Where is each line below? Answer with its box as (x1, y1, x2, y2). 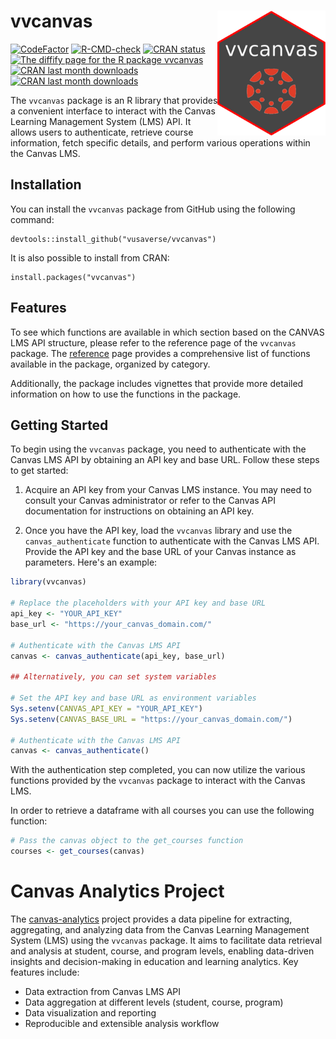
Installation (10, 176, 82, 194)
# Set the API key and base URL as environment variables (10, 693, 257, 703)
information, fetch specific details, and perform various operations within (10, 136, 311, 149)
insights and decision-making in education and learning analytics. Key (10, 955, 299, 967)
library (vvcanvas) (10, 577, 87, 587)
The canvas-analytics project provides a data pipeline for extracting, (10, 913, 293, 925)
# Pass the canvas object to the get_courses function (10, 836, 244, 846)
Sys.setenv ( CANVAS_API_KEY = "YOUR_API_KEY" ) (10, 703, 203, 714)
